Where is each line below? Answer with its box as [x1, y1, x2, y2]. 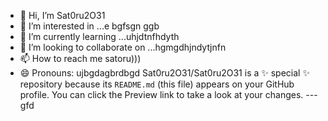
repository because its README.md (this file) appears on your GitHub [19, 78, 295, 90]
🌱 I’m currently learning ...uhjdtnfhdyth [19, 31, 180, 42]
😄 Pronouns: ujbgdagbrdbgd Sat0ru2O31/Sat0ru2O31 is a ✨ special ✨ [19, 67, 310, 79]
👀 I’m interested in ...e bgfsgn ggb [19, 20, 160, 32]
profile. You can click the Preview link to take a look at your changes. [19, 89, 304, 100]
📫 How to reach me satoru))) [19, 53, 142, 64]
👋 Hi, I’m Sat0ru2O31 [19, 10, 106, 21]
